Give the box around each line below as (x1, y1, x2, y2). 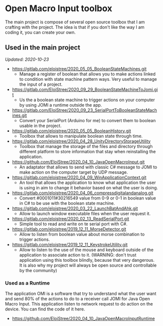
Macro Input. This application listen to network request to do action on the (5, 301, 153, 307)
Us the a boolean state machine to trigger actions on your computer (19, 97, 155, 103)
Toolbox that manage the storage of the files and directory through (19, 143, 153, 149)
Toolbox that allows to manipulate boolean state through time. (19, 133, 143, 139)
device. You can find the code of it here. (5, 306, 85, 312)
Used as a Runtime (5, 279, 50, 286)
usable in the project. (19, 123, 62, 128)
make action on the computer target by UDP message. (19, 169, 128, 175)
